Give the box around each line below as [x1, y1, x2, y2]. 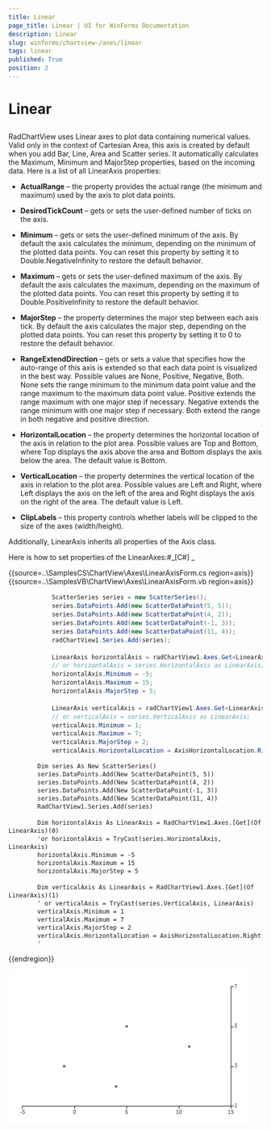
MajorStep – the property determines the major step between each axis [19, 313, 259, 323]
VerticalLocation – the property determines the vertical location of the [19, 471, 255, 481]
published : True [8, 56, 63, 64]
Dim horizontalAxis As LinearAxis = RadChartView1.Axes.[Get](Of [37, 819, 262, 827]
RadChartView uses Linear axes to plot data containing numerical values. [8, 132, 252, 141]
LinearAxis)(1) [8, 892, 60, 900]
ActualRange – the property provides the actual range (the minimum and [19, 182, 262, 191]
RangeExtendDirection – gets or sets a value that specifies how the [19, 354, 246, 364]
